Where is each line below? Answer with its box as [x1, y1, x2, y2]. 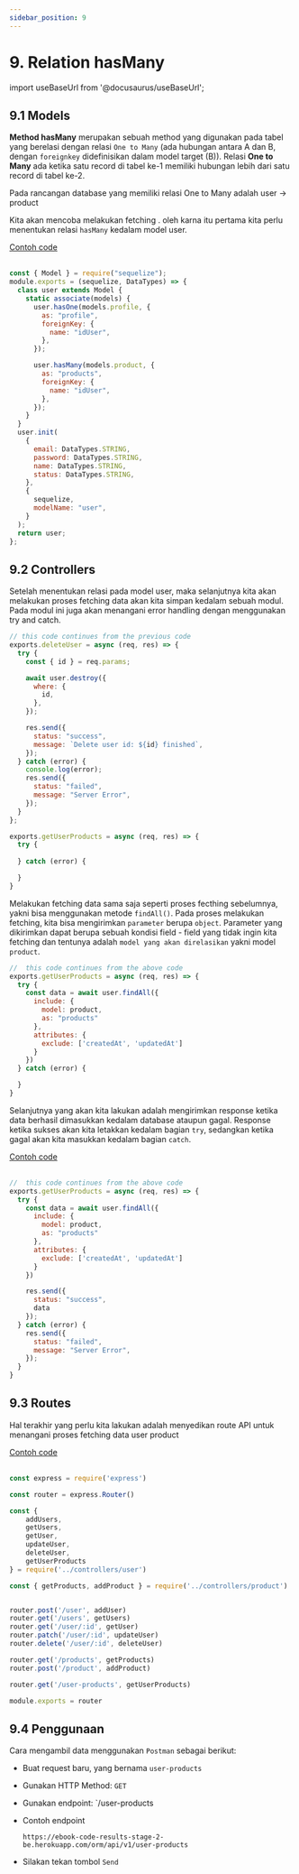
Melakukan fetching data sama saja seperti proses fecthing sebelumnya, [9, 898, 278, 909]
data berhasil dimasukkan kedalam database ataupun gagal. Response [9, 1114, 272, 1125]
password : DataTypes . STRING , [32, 453, 143, 462]
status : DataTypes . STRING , [32, 470, 135, 479]
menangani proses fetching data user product [9, 1429, 179, 1440]
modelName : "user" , [32, 503, 106, 512]
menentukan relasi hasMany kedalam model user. [9, 225, 187, 235]
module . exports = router [9, 1696, 103, 1705]
